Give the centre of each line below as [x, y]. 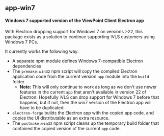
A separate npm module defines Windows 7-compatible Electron [78, 61]
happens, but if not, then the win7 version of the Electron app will [85, 102]
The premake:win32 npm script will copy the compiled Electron [75, 71]
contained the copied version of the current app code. [67, 128]
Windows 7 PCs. [22, 42]
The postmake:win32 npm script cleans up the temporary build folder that [85, 123]
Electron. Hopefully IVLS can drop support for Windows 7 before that [89, 97]
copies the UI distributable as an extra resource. [61, 118]
